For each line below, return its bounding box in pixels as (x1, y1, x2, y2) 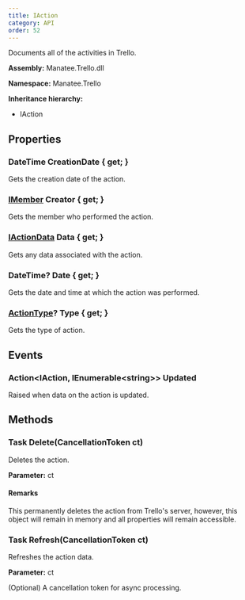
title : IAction (8, 11, 58, 20)
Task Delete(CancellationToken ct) (8, 437, 144, 448)
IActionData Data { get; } (8, 231, 104, 243)
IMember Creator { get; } (8, 193, 105, 204)
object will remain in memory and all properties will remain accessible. (8, 514, 237, 524)
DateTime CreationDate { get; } (8, 156, 129, 167)
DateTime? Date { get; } (8, 269, 100, 281)
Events (8, 348, 43, 361)
